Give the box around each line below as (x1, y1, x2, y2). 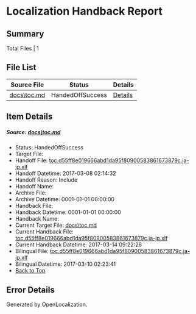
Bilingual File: (15, 248, 49, 255)
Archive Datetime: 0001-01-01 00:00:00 (15, 196, 114, 203)
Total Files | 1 (6, 45, 39, 52)
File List (6, 62, 37, 73)
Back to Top (15, 267, 46, 274)
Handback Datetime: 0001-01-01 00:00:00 (15, 209, 122, 216)
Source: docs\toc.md (6, 128, 61, 135)
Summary (6, 29, 44, 39)
